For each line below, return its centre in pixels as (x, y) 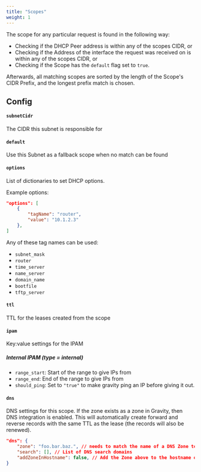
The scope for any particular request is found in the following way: (88, 34)
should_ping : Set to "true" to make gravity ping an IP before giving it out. (105, 385)
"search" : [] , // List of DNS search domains (75, 452)
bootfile (26, 286)
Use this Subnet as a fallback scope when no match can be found (87, 155)
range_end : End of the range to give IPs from (69, 379)
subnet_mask (30, 255)
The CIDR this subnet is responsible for (54, 129)
